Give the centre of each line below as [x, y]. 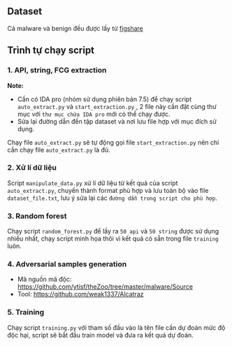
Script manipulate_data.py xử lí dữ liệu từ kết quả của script [93, 183]
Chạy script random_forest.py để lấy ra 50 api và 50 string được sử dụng [113, 231]
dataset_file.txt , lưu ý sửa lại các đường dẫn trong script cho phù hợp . [113, 198]
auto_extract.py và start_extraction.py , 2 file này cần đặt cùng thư [117, 106]
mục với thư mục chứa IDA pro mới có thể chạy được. [94, 114]
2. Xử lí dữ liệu [32, 168]
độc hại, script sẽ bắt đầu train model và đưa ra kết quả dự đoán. [100, 335]
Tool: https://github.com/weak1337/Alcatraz [80, 294]
